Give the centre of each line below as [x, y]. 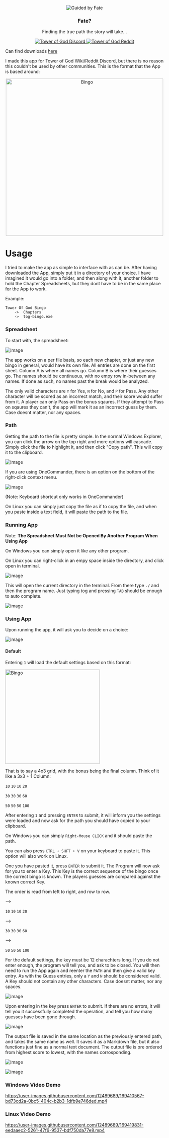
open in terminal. [23, 566]
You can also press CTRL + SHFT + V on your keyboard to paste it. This [78, 851]
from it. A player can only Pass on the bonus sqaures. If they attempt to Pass [84, 401]
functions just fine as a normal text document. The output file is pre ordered [84, 1047]
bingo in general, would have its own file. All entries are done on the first [80, 365]
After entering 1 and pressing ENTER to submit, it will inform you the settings [83, 815]
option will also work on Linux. [36, 856]
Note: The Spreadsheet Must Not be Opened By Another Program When [81, 536]
